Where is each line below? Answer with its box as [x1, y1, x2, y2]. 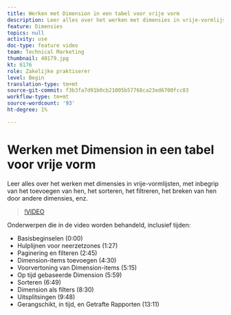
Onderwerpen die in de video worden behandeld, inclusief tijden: [7, 221, 191, 229]
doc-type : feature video [7, 42, 78, 49]
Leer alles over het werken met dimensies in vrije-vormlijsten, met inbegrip [7, 179, 219, 187]
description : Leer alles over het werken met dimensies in [7, 17, 180, 23]
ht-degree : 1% [7, 106, 48, 113]
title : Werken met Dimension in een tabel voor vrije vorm [7, 10, 180, 17]
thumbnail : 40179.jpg [7, 55, 69, 62]
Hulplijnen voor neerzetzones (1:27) [16, 241, 118, 250]
